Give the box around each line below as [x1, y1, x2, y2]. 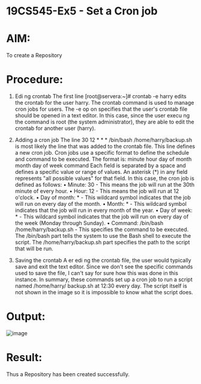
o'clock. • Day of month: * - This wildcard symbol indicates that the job [14, 194, 191, 201]
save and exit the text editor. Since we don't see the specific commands [14, 263, 193, 270]
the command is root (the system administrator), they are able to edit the [14, 119, 194, 126]
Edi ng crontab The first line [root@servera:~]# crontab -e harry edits [14, 93, 187, 100]
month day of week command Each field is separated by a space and [14, 162, 186, 169]
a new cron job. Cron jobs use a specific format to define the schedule [14, 149, 190, 156]
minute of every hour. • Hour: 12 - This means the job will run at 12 [14, 188, 179, 195]
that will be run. [14, 245, 54, 252]
